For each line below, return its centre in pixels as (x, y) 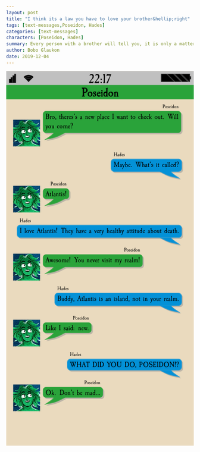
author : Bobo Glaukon (33, 51)
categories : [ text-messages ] (42, 32)
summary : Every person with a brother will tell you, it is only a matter (101, 44)
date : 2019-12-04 (28, 56)
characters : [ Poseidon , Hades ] (45, 38)
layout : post (22, 12)
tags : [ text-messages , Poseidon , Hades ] (56, 25)
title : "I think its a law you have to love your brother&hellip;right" (98, 19)
